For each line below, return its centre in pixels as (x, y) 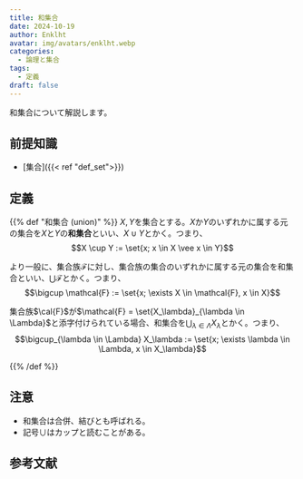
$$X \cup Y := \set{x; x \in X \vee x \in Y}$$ (152, 248)
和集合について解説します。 (61, 112)
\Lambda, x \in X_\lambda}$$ (152, 349)
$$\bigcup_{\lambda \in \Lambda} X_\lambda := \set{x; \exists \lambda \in (152, 339)
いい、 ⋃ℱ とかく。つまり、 (75, 279)
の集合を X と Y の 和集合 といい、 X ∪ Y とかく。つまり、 (108, 233)
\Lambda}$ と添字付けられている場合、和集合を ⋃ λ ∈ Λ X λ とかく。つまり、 (147, 324)
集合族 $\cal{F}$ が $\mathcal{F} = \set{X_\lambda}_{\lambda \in (127, 312)
